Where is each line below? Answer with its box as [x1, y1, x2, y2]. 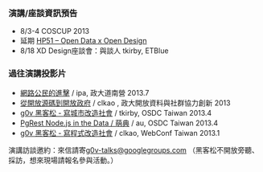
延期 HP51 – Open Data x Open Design [19, 36, 147, 46]
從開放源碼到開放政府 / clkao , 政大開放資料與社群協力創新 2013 [19, 98, 231, 108]
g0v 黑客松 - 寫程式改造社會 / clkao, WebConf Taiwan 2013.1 [19, 128, 220, 137]
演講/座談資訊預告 [8, 7, 78, 18]
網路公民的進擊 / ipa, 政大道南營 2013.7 [19, 88, 150, 97]
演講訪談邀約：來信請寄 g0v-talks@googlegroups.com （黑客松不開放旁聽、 [8, 145, 260, 154]
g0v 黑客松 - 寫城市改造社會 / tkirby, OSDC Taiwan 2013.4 [19, 108, 212, 117]
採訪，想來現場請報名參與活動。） [8, 155, 118, 165]
